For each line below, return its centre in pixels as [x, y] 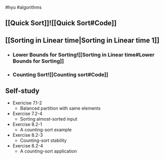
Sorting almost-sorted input [49, 119]
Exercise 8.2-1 [27, 124]
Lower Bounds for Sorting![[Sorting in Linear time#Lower [84, 55]
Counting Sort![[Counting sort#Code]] [60, 74]
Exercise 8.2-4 [28, 146]
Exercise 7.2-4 [27, 114]
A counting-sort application [48, 151]
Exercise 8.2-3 [28, 135]
